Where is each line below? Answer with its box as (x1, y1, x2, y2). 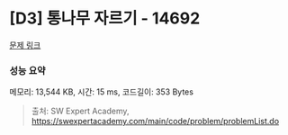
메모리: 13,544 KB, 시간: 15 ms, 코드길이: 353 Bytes (9, 86, 193, 97)
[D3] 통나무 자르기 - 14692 (9, 8, 201, 29)
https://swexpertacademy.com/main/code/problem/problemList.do (31, 116, 280, 127)
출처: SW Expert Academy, (31, 105, 130, 117)
